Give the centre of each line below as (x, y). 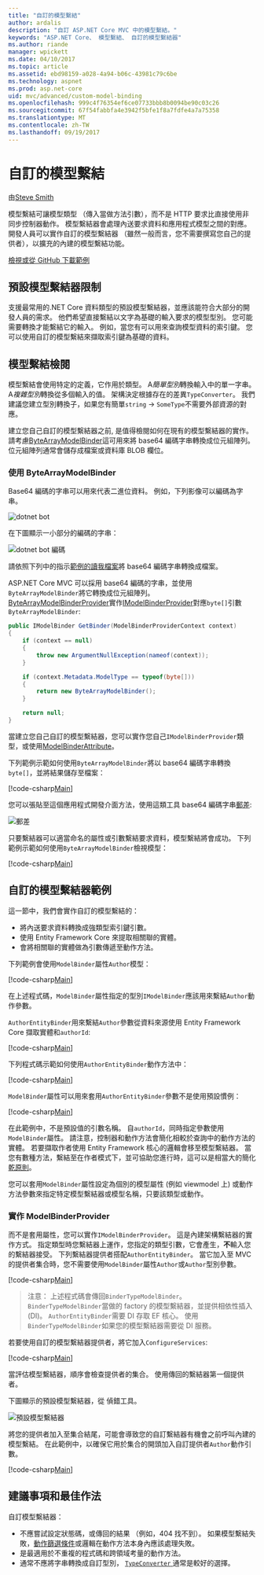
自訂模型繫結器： (36, 1516)
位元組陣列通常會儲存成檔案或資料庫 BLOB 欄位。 (88, 451)
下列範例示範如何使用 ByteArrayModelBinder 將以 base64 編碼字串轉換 (119, 763)
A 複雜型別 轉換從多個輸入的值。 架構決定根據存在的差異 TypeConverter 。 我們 (132, 395)
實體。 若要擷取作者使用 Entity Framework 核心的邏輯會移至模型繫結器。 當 (130, 1147)
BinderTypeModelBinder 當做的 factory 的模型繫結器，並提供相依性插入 (140, 1306)
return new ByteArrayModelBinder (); (96, 692)
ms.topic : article (38, 67)
